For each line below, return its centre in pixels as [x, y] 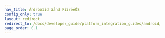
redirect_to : [18, 23]
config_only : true [23, 14]
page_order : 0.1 [21, 28]
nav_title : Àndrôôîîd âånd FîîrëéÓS [42, 10]
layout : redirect [22, 19]
